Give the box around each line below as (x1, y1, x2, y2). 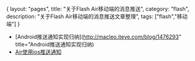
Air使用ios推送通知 (15, 48, 62, 56)
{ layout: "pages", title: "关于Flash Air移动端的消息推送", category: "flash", (6, 5, 190, 12)
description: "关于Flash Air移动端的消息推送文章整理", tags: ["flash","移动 (6, 13, 188, 20)
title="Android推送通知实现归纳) (15, 41, 94, 48)
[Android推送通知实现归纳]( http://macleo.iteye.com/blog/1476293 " (15, 33, 182, 40)
